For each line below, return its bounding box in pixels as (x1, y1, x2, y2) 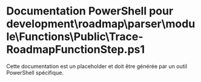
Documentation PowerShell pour (6, 4, 174, 18)
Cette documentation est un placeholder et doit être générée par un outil (6, 62, 188, 70)
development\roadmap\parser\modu (6, 17, 196, 31)
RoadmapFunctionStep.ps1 (6, 43, 145, 57)
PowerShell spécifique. (6, 69, 64, 76)
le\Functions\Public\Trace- (6, 30, 143, 43)
